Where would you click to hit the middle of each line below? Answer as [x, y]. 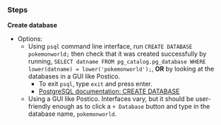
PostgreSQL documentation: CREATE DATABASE [109, 91]
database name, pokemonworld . [72, 114]
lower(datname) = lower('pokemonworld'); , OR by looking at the [121, 69]
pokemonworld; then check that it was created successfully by [117, 54]
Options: [30, 39]
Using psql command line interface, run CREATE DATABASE [110, 47]
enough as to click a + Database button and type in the [131, 107]
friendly [39, 107]
